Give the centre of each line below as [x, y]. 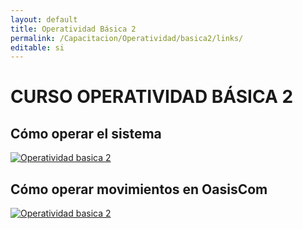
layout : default [44, 19]
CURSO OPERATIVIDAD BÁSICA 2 [152, 97]
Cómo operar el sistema [86, 133]
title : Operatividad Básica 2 [73, 29]
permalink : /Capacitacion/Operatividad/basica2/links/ [127, 38]
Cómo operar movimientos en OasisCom [139, 189]
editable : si [37, 47]
